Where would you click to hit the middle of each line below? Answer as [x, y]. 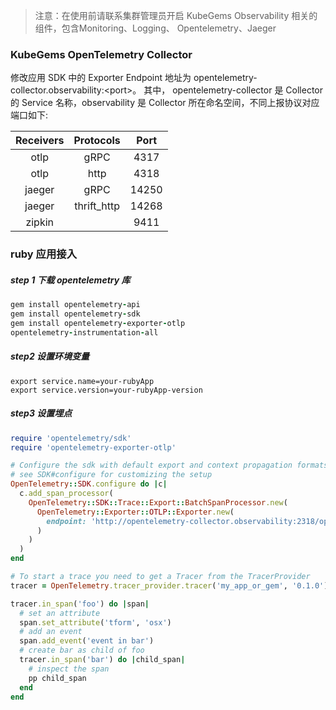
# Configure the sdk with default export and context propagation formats [169, 465]
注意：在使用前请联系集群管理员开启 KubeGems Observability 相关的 [176, 15]
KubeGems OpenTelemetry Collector [101, 54]
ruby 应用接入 [44, 254]
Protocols [97, 141]
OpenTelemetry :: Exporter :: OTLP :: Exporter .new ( [135, 512]
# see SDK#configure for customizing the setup [111, 475]
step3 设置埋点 [41, 413]
